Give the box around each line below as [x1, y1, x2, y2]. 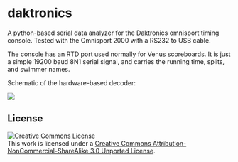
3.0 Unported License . [90, 146, 156, 155]
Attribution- [152, 139, 187, 147]
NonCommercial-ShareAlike [7, 146, 89, 155]
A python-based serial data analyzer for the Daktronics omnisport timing [7, 28, 220, 37]
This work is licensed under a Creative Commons [7, 139, 151, 147]
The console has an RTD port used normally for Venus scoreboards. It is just [7, 50, 231, 58]
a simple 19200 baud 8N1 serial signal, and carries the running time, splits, [7, 57, 225, 65]
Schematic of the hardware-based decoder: [7, 78, 136, 87]
